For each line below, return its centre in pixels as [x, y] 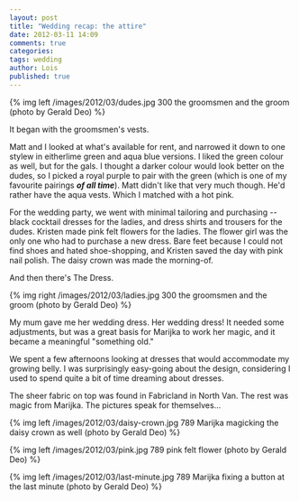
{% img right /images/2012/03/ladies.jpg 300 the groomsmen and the [138, 295]
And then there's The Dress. [62, 277]
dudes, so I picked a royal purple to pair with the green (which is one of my [148, 175]
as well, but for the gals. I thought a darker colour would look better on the [147, 166]
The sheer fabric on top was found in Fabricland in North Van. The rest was [149, 395]
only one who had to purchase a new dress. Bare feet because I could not [146, 241]
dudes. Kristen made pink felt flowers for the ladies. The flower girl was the [149, 231]
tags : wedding [36, 60]
